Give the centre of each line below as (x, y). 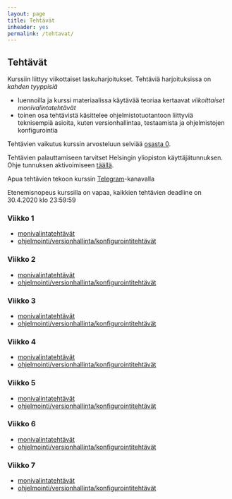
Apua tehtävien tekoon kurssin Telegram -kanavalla (81, 179)
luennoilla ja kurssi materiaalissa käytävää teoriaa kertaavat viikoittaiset (121, 100)
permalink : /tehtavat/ (41, 34)
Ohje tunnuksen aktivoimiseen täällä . (61, 165)
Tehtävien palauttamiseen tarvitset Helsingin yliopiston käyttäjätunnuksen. (115, 158)
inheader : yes (28, 27)
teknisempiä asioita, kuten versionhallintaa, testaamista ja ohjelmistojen (121, 123)
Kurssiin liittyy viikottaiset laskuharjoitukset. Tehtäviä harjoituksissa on (109, 79)
